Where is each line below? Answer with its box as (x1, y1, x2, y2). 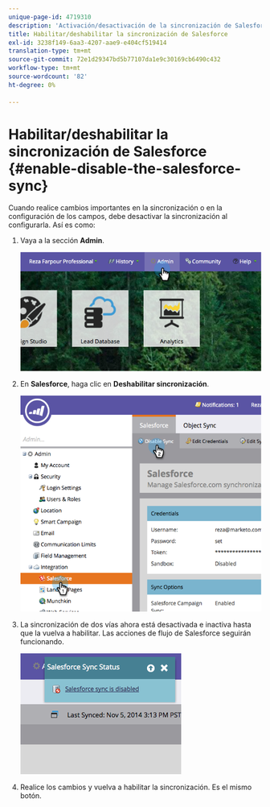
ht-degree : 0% (8, 81, 56, 89)
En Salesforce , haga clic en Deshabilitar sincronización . (19, 379, 210, 389)
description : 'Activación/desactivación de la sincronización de (8, 21, 231, 30)
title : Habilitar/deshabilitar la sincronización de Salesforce (8, 30, 228, 38)
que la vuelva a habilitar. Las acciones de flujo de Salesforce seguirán (19, 628, 252, 638)
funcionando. (19, 637, 64, 647)
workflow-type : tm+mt (8, 64, 81, 72)
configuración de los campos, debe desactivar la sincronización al (8, 212, 227, 221)
